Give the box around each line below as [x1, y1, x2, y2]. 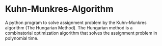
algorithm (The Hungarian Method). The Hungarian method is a [5, 24, 133, 30]
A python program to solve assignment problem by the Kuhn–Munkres [5, 20, 147, 25]
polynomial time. [5, 35, 39, 41]
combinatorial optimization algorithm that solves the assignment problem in [5, 30, 158, 36]
